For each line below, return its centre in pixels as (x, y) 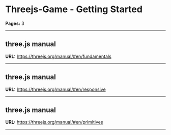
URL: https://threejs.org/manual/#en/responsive (55, 89)
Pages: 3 (15, 23)
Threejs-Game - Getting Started (74, 9)
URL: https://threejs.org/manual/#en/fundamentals (59, 56)
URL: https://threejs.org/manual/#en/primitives (54, 122)
